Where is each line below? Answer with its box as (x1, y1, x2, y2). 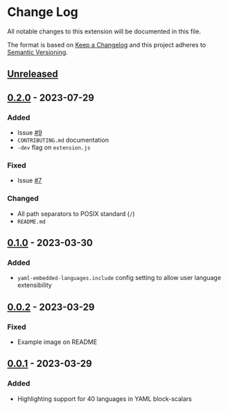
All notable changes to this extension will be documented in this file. (7, 27, 202, 35)
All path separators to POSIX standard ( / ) (17, 209, 135, 218)
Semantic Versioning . (7, 48, 68, 56)
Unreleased (7, 68, 59, 80)
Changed (7, 194, 40, 204)
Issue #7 (17, 177, 42, 185)
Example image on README (17, 338, 98, 346)
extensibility (17, 281, 52, 289)
